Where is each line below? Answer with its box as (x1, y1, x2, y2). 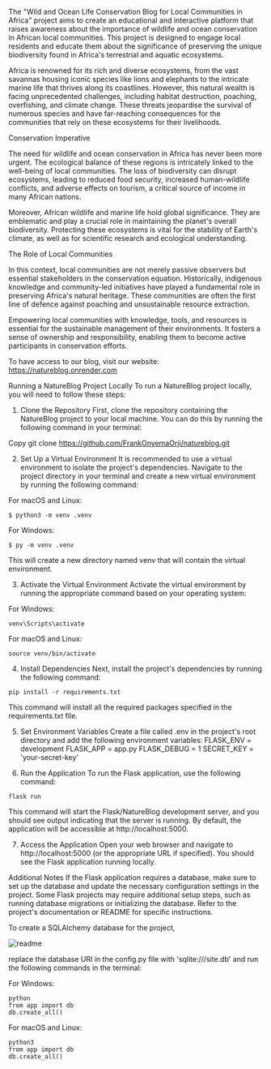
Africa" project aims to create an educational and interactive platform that (8, 15, 254, 25)
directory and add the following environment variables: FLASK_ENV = (19, 736, 252, 745)
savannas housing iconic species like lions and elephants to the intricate (8, 75, 249, 84)
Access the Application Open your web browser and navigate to (19, 839, 234, 849)
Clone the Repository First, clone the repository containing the (19, 406, 228, 414)
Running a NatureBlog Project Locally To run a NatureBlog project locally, (8, 381, 252, 390)
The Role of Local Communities (8, 249, 113, 259)
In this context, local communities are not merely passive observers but (8, 265, 247, 274)
